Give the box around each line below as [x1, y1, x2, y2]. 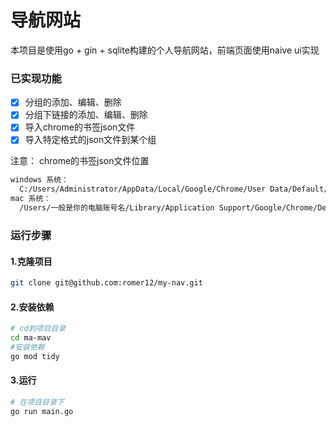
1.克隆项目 [10, 255, 53, 267]
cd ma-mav [10, 333, 52, 343]
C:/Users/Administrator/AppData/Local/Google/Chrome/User [19, 184, 267, 195]
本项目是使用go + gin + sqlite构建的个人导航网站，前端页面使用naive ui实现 [10, 44, 320, 56]
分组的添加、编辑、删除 [24, 96, 122, 108]
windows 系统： [10, 175, 69, 185]
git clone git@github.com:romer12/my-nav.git [10, 278, 203, 288]
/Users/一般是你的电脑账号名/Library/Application [19, 203, 215, 213]
